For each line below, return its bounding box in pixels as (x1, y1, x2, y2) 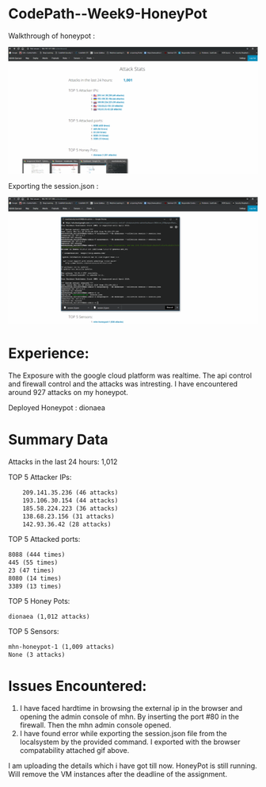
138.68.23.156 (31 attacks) (22, 513, 115, 520)
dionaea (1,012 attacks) (8, 612, 90, 620)
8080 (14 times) (8, 574, 62, 582)
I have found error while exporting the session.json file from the (19, 728, 227, 738)
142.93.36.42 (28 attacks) (22, 520, 112, 528)
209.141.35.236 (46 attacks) (22, 489, 119, 497)
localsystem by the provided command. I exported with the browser (19, 737, 241, 747)
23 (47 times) (8, 566, 55, 574)
